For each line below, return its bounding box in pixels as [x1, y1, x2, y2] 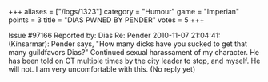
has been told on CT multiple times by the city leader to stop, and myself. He [8, 56, 261, 65]
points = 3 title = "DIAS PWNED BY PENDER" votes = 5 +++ [8, 15, 205, 25]
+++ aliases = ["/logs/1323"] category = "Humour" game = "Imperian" [8, 7, 240, 16]
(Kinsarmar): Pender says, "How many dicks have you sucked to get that [8, 39, 248, 49]
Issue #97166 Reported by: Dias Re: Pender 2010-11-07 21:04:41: [8, 31, 221, 40]
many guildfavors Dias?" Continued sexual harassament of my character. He [8, 48, 260, 57]
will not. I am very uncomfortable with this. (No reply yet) [8, 64, 196, 74]
